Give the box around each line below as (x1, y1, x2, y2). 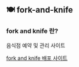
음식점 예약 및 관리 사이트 (6, 41, 66, 49)
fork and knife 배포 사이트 (6, 54, 68, 62)
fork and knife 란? (6, 27, 59, 35)
